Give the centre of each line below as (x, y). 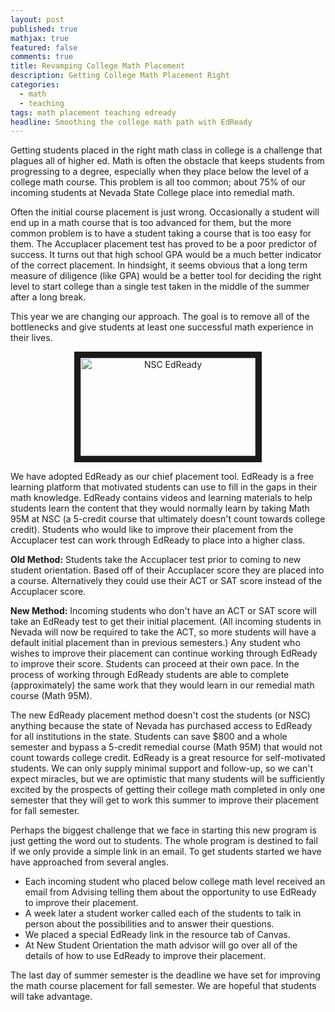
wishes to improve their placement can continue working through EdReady (164, 653)
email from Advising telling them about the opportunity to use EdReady (170, 892)
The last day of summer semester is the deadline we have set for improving (165, 975)
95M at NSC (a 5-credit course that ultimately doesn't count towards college (168, 519)
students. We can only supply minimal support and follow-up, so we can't (161, 768)
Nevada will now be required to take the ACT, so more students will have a (163, 632)
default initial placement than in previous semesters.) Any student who (155, 643)
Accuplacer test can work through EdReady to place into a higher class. (158, 540)
